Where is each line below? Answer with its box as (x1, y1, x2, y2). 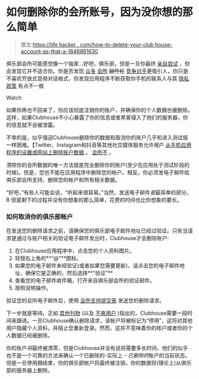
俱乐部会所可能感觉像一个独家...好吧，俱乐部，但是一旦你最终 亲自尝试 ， (6, 60, 185, 67)
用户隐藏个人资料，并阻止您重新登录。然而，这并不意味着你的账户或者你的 (6, 324, 188, 331)
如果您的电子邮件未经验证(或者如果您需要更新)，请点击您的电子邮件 (14, 262, 180, 269)
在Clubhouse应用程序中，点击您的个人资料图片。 (14, 247, 135, 254)
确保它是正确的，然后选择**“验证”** (25, 270, 114, 277)
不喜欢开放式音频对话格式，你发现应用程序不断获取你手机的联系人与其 (6, 75, 178, 82)
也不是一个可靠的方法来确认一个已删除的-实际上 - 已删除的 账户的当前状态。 (6, 352, 191, 359)
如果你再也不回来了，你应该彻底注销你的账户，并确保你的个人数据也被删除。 (6, 106, 193, 113)
